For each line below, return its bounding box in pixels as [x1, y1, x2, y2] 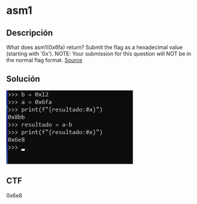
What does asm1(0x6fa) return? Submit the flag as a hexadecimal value [6, 43, 183, 51]
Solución [6, 74, 40, 84]
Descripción [6, 28, 53, 38]
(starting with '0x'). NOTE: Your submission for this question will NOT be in [6, 50, 192, 57]
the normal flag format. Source [6, 57, 83, 63]
